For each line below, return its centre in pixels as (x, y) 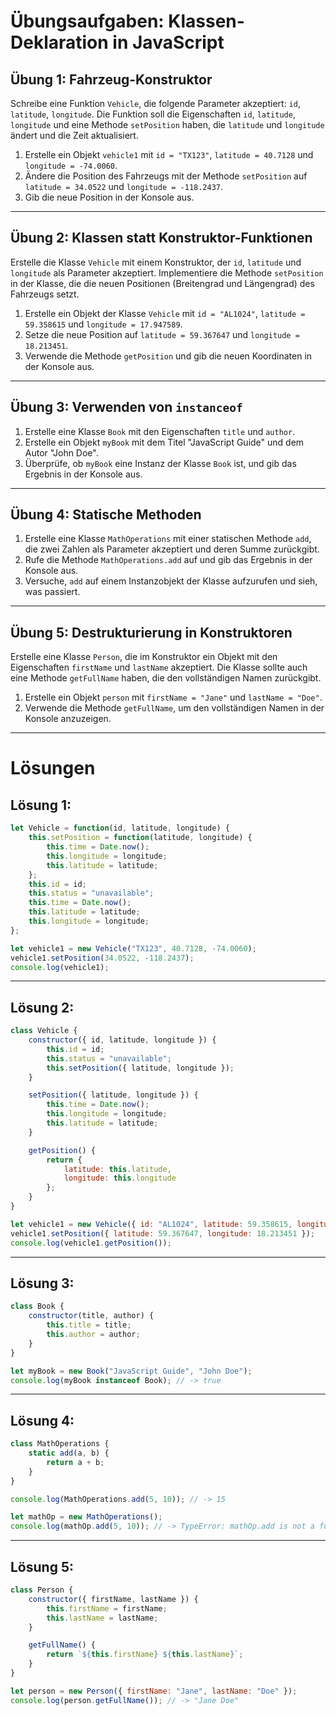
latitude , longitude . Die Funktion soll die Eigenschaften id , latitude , (153, 114)
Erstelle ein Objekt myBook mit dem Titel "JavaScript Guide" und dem (164, 442)
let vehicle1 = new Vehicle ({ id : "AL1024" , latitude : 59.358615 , (151, 1224)
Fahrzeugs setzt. (45, 294)
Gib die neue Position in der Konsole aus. (109, 197)
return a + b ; (75, 1462)
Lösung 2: (42, 1007)
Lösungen (53, 768)
